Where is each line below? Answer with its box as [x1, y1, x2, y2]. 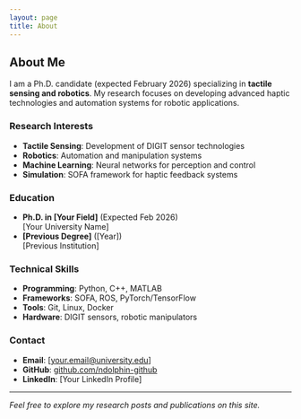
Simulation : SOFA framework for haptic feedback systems [21, 169, 238, 179]
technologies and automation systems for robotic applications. [9, 98, 240, 109]
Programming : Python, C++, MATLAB [21, 284, 163, 294]
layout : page [9, 13, 58, 22]
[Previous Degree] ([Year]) [21, 231, 123, 241]
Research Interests [9, 120, 94, 133]
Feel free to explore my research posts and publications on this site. [9, 399, 261, 410]
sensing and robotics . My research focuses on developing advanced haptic [9, 88, 290, 99]
